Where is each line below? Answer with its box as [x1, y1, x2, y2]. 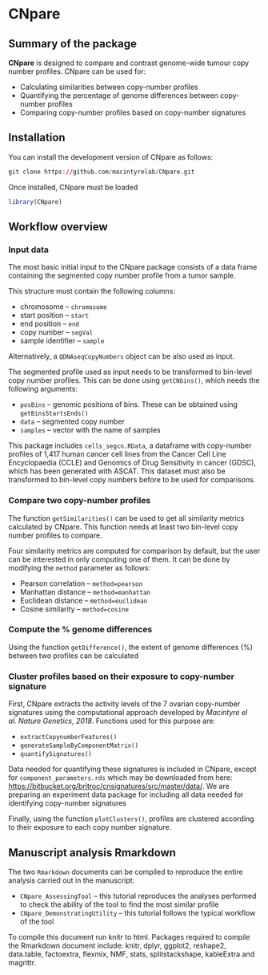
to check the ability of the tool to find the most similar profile [19, 900, 219, 909]
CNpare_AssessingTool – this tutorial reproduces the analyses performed [19, 891, 257, 900]
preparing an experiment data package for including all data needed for [8, 790, 244, 799]
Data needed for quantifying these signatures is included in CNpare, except [8, 764, 258, 774]
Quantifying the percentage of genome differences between [19, 91, 218, 100]
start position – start [19, 311, 90, 320]
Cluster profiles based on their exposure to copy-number [8, 671, 234, 682]
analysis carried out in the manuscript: [8, 875, 135, 885]
